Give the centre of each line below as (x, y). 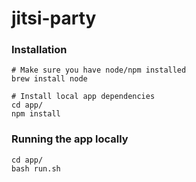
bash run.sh (36, 168)
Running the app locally (70, 139)
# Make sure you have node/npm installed (99, 70)
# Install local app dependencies (83, 97)
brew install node (49, 79)
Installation (39, 50)
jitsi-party (54, 18)
